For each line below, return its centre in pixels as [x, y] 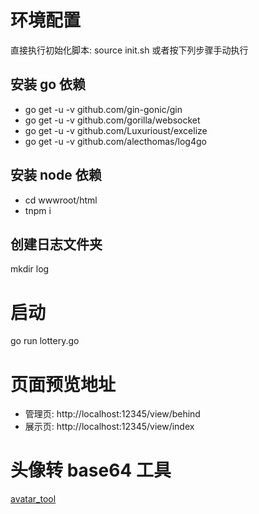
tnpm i [38, 210]
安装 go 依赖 [48, 84]
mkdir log [30, 269]
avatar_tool [33, 499]
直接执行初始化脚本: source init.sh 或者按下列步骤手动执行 [129, 50]
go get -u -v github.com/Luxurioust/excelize [116, 130]
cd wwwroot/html [61, 200]
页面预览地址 [63, 384]
